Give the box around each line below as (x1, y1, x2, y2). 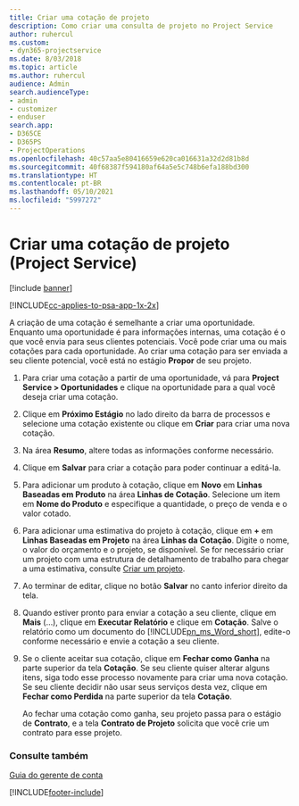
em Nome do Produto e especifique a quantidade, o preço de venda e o (21, 498, 287, 509)
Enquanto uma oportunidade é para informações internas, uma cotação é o (9, 327, 286, 337)
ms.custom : (9, 37, 50, 47)
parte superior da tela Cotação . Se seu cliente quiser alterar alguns (21, 662, 270, 673)
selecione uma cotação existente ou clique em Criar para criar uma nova (21, 418, 290, 428)
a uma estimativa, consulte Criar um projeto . (21, 563, 186, 574)
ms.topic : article (9, 63, 78, 72)
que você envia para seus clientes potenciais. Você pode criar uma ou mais (9, 336, 287, 346)
